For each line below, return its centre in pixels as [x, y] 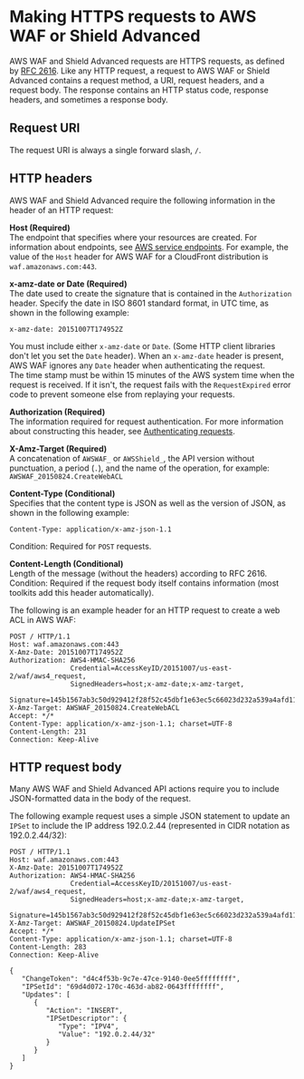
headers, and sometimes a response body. [89, 99]
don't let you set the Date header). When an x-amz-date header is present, [147, 355]
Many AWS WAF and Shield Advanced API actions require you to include [144, 789]
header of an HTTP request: [62, 209]
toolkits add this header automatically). [82, 592]
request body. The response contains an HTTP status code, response [139, 90]
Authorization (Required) [57, 412]
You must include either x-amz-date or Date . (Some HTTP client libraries [142, 345]
